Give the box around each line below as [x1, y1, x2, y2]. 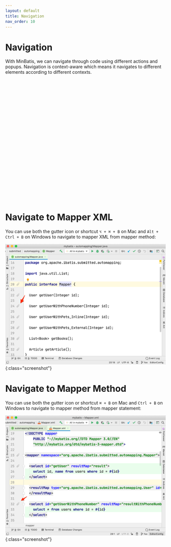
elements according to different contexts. [5, 69, 92, 75]
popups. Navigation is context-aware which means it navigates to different [5, 64, 162, 70]
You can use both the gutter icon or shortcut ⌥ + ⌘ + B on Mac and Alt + [5, 228, 159, 234]
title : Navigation [5, 13, 44, 19]
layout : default [5, 8, 40, 13]
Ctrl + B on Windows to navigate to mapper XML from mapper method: [5, 234, 156, 240]
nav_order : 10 [5, 19, 36, 24]
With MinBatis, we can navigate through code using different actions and [5, 59, 158, 65]
